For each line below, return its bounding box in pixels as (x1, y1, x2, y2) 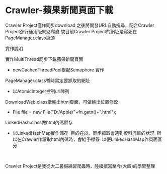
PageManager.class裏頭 (5, 35, 55, 41)
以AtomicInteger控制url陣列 (12, 88, 69, 94)
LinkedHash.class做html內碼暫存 (5, 119, 73, 125)
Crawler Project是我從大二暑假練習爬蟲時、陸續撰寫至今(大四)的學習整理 (5, 163, 155, 169)
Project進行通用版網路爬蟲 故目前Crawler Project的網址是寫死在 (5, 28, 137, 34)
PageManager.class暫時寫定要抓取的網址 (5, 77, 91, 83)
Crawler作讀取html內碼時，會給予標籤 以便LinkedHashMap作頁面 (21, 136, 158, 142)
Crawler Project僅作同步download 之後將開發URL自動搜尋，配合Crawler (5, 22, 154, 28)
